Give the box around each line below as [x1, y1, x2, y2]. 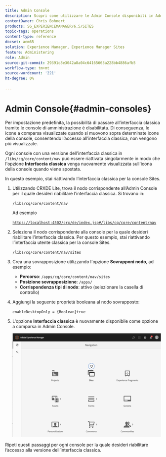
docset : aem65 [5, 40, 35, 45]
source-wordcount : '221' [5, 71, 56, 76]
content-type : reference [5, 34, 56, 39]
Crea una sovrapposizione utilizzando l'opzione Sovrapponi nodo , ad [12, 258, 154, 265]
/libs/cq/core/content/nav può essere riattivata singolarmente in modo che [5, 155, 161, 161]
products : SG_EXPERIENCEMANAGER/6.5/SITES [5, 24, 94, 29]
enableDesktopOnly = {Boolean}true [12, 309, 86, 314]
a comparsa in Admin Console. [12, 323, 75, 329]
